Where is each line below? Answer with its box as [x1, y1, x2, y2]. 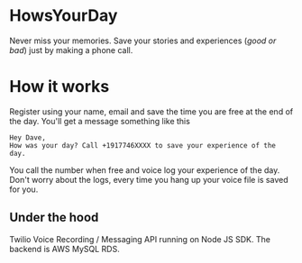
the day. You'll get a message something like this [9, 115, 191, 126]
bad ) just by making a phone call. [9, 44, 133, 55]
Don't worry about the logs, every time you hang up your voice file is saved [9, 174, 288, 185]
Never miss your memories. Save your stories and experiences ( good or [9, 35, 277, 46]
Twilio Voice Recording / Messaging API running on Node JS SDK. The [9, 233, 270, 244]
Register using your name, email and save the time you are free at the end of [9, 105, 294, 117]
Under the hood [9, 210, 99, 225]
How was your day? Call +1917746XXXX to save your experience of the [9, 141, 277, 150]
